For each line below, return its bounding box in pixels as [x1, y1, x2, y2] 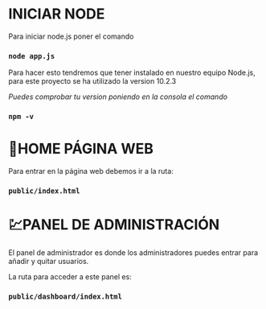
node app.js [8, 51, 55, 60]
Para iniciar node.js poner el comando [8, 31, 134, 41]
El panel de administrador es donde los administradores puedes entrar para [8, 247, 259, 257]
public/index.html [8, 187, 80, 196]
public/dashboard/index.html [8, 291, 123, 301]
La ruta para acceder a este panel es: [8, 271, 133, 282]
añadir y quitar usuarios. [8, 256, 89, 266]
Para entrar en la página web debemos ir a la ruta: [8, 167, 174, 176]
